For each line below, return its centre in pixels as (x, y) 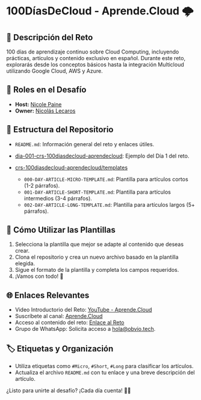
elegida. (25, 263)
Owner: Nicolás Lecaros (45, 111)
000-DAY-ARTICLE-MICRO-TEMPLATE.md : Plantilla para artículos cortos (106, 179)
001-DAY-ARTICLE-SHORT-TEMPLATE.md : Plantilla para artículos (97, 192)
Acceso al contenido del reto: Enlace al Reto (70, 322)
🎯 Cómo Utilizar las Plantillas (61, 230)
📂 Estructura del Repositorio (60, 130)
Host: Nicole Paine (38, 104)
